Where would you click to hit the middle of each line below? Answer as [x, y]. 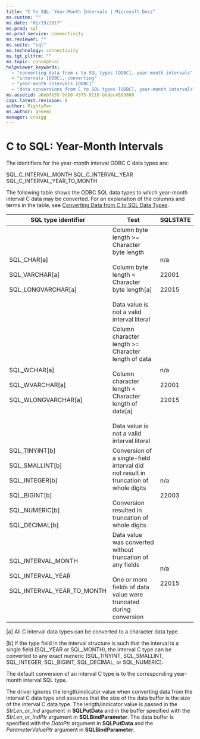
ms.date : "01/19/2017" [34, 23]
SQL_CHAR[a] [29, 260]
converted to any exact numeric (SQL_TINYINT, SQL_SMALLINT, [85, 656]
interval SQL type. [45, 680]
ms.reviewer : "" [26, 39]
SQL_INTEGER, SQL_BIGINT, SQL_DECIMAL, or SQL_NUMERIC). [85, 662]
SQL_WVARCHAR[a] [38, 385]
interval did [128, 466]
